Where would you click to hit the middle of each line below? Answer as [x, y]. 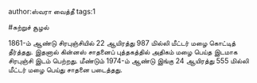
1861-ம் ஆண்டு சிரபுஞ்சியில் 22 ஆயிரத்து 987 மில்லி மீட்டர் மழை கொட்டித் [122, 43]
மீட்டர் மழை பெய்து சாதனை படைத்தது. [66, 70]
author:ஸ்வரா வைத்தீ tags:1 [52, 11]
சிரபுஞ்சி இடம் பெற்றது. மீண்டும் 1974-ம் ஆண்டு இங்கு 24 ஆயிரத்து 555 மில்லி [128, 61]
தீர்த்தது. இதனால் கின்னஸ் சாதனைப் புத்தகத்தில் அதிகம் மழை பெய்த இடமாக [123, 52]
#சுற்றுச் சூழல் [29, 27]
